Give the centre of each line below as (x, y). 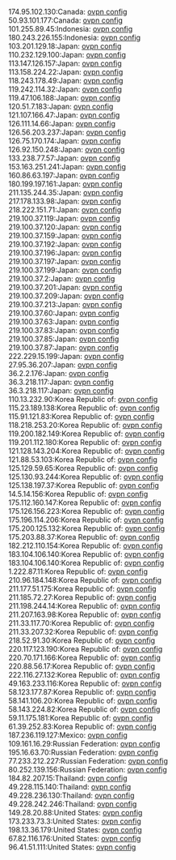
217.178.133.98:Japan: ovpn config (65, 201)
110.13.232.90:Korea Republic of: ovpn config (83, 399)
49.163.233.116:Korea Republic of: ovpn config (85, 683)
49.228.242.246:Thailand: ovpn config (73, 804)
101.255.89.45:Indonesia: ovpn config (71, 29)
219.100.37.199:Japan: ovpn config (65, 270)
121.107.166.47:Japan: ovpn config (64, 115)
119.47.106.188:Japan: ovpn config (65, 98)
